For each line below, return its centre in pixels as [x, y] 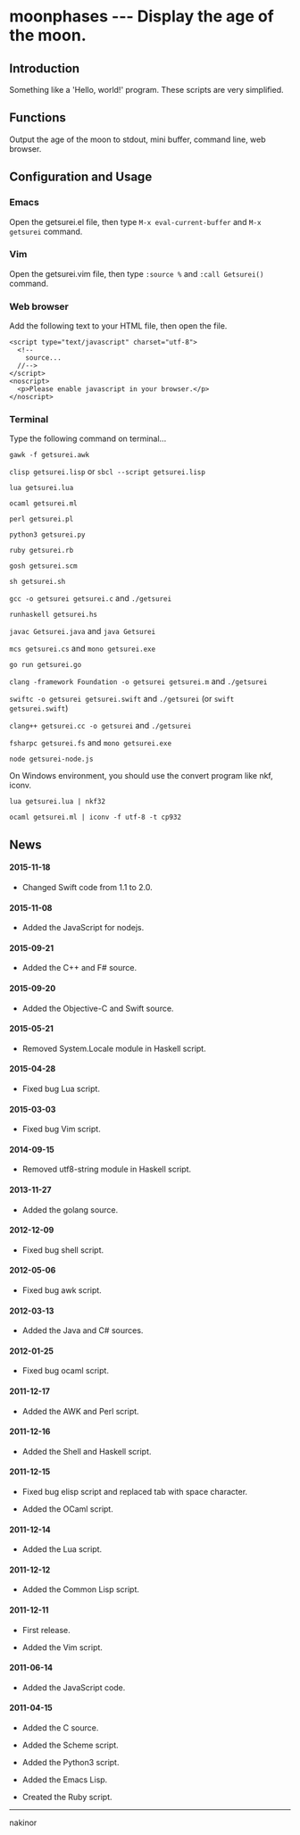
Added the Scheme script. [70, 1745]
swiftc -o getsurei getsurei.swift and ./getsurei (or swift [122, 699]
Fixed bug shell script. [63, 1250]
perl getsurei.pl [42, 520]
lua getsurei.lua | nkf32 [57, 802]
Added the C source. [60, 1728]
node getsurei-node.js [51, 759]
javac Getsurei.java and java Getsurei [83, 631]
